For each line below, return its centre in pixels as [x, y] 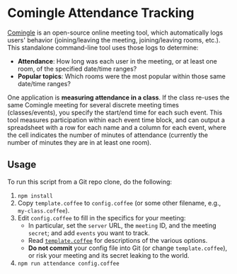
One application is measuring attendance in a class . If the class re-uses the [118, 97]
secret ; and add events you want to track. [89, 233]
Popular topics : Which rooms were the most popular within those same [122, 76]
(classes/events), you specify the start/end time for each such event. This [115, 112]
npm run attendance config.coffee [68, 263]
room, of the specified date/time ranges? [77, 68]
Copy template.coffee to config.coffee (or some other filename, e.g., [119, 203]
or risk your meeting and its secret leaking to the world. [109, 255]
